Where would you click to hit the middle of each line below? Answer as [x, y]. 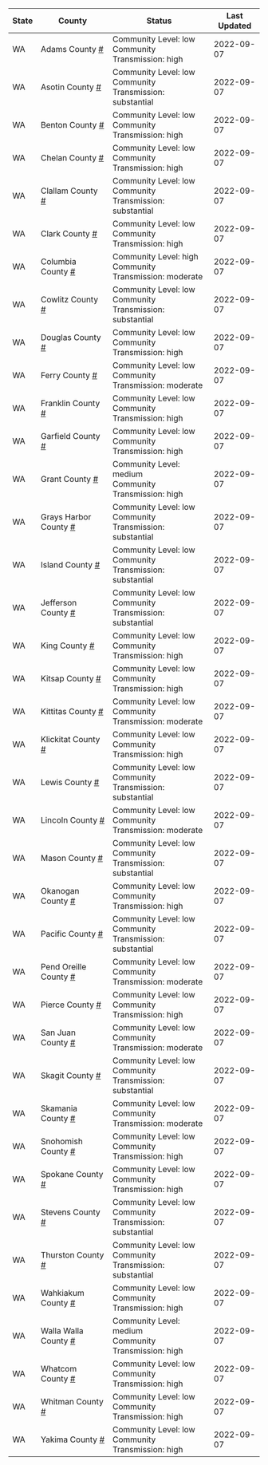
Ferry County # [69, 375]
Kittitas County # [72, 711]
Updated [235, 26]
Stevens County [71, 1212]
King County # [67, 646]
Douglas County [71, 337]
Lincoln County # [73, 820]
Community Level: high [156, 257]
